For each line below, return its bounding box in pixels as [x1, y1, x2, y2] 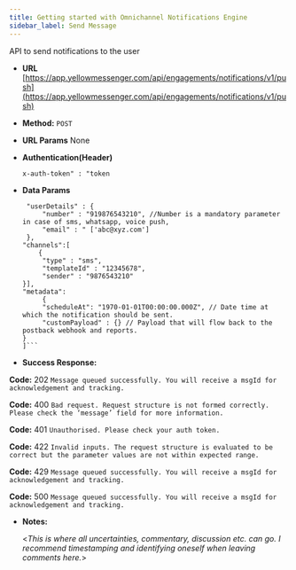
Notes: [21, 516, 48, 527]
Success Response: [21, 356, 97, 368]
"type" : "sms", [42, 256, 102, 265]
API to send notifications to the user [9, 45, 140, 56]
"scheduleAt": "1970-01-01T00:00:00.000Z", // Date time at [42, 302, 269, 311]
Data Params [21, 184, 71, 195]
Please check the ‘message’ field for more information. [9, 409, 224, 418]
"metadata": [21, 287, 66, 296]
